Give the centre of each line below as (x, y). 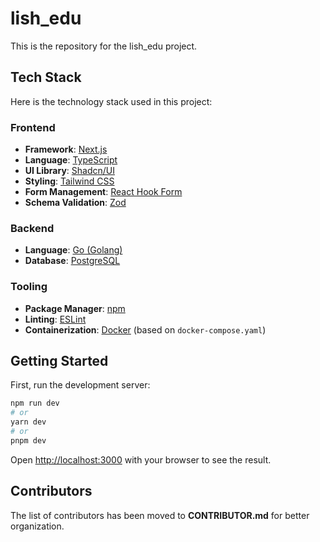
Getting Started (59, 361)
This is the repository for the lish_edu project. (104, 46)
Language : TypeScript (71, 160)
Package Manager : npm (75, 308)
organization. (37, 526)
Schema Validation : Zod (75, 203)
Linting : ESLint (55, 319)
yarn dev (28, 422)
